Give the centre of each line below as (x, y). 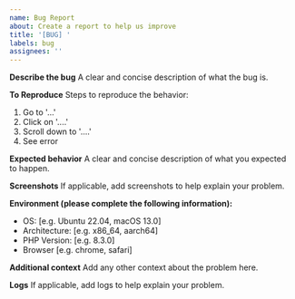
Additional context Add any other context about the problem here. (134, 267)
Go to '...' (39, 112)
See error (40, 141)
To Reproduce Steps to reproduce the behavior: (99, 95)
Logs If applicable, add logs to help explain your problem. (117, 285)
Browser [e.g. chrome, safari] (78, 250)
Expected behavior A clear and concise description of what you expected (148, 159)
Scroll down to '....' (57, 131)
